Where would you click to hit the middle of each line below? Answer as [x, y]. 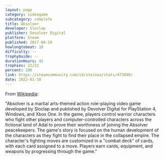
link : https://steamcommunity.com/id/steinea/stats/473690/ [69, 75]
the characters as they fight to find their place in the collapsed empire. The [82, 135]
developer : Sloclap [25, 28]
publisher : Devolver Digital [35, 33]
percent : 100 [19, 70]
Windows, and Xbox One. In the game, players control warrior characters [80, 114]
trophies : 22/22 [22, 65]
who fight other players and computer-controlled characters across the [78, 119]
